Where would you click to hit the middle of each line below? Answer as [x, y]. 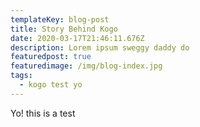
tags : [21, 76]
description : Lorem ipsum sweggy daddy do [100, 47]
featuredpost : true [51, 57]
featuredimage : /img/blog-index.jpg [86, 66]
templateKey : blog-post [60, 19]
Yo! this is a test [43, 113]
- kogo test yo [51, 85]
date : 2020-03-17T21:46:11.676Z [77, 38]
